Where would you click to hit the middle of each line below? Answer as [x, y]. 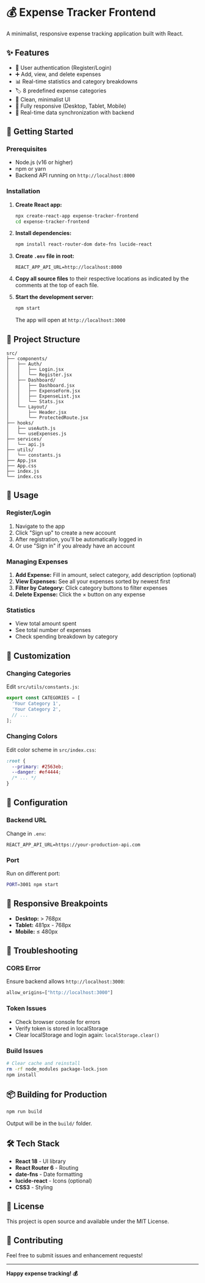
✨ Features [28, 53]
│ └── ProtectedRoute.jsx [47, 418]
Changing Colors [32, 736]
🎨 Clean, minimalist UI [43, 99]
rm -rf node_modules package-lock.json [57, 1069]
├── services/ [24, 439]
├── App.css [21, 466]
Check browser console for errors [58, 1022]
